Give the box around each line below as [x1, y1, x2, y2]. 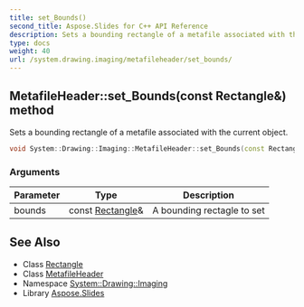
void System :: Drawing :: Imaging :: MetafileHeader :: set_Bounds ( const [9, 144, 265, 153]
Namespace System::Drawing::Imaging [22, 277, 168, 289]
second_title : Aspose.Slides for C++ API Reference [9, 22, 208, 31]
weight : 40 [9, 47, 51, 56]
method [9, 103, 54, 118]
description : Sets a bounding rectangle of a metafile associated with [9, 30, 285, 39]
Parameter [14, 189, 61, 201]
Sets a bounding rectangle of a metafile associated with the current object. [9, 126, 289, 137]
